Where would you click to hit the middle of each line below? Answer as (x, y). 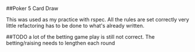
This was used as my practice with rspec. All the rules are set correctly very (97, 19)
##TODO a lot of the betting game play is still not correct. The (81, 37)
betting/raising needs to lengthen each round (61, 43)
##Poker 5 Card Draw (32, 8)
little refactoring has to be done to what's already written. (75, 26)
